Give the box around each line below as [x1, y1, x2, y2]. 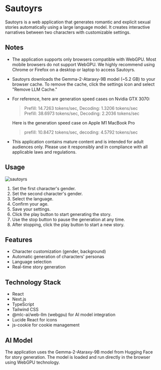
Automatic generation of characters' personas [12, 254, 104, 260]
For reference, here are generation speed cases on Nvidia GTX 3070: [12, 96, 150, 102]
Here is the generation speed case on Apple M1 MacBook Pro [12, 120, 135, 125]
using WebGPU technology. [5, 359, 60, 365]
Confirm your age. [12, 201, 49, 207]
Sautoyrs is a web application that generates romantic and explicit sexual [5, 19, 151, 25]
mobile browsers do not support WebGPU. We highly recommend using [12, 61, 155, 67]
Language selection [12, 259, 52, 265]
